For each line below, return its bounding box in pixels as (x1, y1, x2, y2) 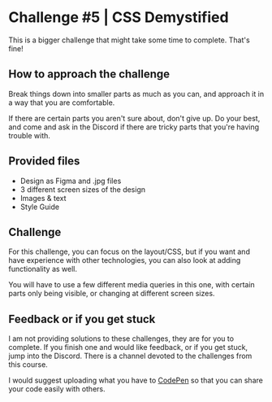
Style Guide (19, 202, 59, 212)
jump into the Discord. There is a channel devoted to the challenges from (8, 351, 253, 361)
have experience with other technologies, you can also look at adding (8, 256, 241, 265)
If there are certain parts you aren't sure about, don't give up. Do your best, (8, 113, 261, 123)
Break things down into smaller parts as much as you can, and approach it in (8, 89, 265, 98)
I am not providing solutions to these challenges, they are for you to (8, 334, 234, 343)
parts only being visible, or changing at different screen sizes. (8, 289, 215, 299)
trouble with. (8, 130, 51, 140)
